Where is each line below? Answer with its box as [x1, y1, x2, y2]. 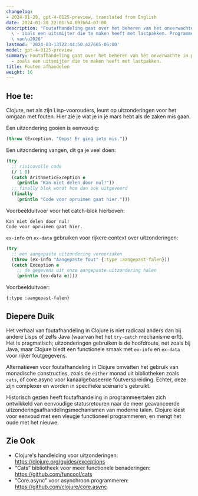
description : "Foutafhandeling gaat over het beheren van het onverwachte [6, 25, 194, 31]
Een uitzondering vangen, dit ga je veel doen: [6, 146, 116, 154]
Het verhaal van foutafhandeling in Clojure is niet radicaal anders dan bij [6, 327, 181, 334]
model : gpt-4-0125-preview [6, 47, 72, 53]
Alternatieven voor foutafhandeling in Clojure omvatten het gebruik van [6, 364, 179, 370]
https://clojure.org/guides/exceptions [14, 458, 105, 465]
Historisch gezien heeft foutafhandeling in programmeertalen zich [6, 394, 166, 401]
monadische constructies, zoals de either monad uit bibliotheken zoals [6, 370, 180, 377]
